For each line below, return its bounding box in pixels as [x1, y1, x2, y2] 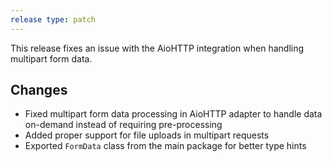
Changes [10, 82, 68, 99]
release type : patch [10, 14, 97, 25]
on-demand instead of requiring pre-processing [24, 119, 223, 131]
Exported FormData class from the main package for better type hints [24, 140, 307, 152]
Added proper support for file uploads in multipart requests [24, 129, 270, 141]
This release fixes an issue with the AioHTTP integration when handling [10, 42, 305, 54]
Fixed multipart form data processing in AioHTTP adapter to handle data [24, 108, 323, 120]
